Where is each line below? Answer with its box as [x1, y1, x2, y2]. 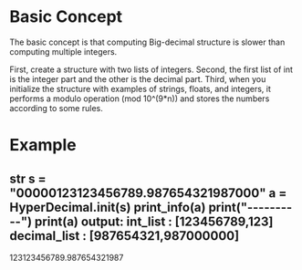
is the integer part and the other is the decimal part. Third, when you [9, 73, 266, 84]
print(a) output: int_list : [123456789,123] [35, 213, 274, 229]
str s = [9, 171, 47, 186]
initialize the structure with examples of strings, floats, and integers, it [9, 83, 272, 94]
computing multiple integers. [9, 46, 118, 57]
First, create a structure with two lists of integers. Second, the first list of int [9, 64, 294, 75]
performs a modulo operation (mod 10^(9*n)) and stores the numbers [9, 93, 270, 104]
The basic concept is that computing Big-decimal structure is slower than [9, 36, 286, 47]
